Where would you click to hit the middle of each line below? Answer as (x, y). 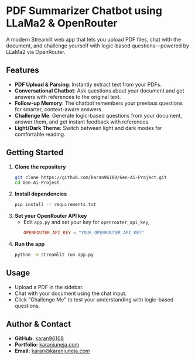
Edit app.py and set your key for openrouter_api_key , (86, 222)
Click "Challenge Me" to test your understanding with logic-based (94, 299)
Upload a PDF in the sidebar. (49, 287)
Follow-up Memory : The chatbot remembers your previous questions (99, 103)
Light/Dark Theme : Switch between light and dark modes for (88, 128)
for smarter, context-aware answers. (59, 109)
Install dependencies (41, 194)
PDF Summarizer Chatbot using (84, 11)
